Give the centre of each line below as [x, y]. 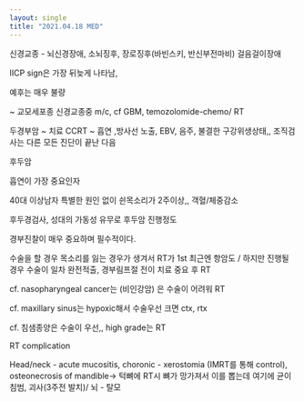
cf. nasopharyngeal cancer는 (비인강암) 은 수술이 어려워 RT [117, 288]
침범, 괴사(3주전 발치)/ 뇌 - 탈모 [65, 386]
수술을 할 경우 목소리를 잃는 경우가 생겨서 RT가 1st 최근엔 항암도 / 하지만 [137, 258]
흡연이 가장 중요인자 [45, 180]
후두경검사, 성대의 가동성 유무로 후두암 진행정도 [93, 219]
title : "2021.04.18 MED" [56, 26]
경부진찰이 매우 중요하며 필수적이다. [73, 238]
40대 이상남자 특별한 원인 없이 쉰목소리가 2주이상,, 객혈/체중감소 [124, 200]
